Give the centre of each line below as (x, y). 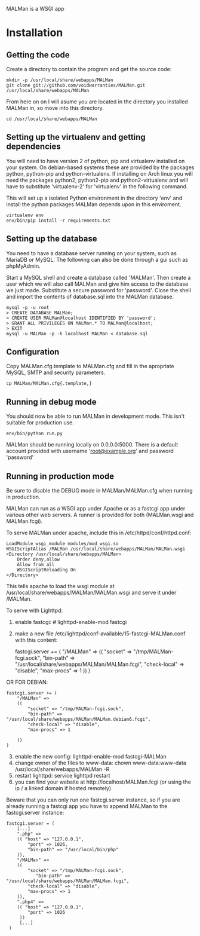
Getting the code (38, 55)
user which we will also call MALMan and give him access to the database (97, 284)
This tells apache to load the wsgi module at (60, 586)
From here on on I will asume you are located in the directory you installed (97, 102)
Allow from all (36, 565)
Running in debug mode (51, 402)
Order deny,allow (39, 559)
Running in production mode (60, 476)
